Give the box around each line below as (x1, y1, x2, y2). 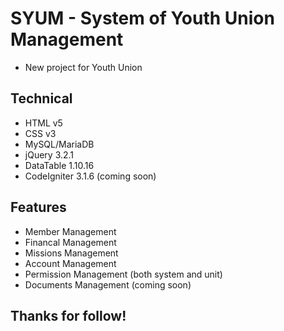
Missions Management (24, 247, 119, 259)
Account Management (24, 257, 117, 269)
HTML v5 (24, 117, 63, 129)
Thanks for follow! (10, 307, 127, 324)
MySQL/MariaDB (24, 138, 95, 150)
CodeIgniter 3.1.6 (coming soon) (24, 170, 157, 182)
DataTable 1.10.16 (24, 159, 95, 171)
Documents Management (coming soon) (24, 278, 192, 291)
